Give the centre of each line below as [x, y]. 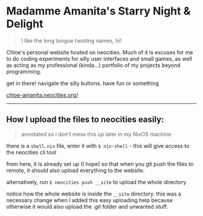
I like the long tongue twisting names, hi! [71, 40]
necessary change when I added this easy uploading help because [90, 200]
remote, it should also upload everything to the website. [76, 170]
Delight [25, 24]
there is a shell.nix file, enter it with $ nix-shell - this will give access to [98, 145]
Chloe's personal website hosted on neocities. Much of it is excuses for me [100, 52]
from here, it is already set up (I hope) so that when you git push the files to [100, 164]
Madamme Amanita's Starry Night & [98, 11]
